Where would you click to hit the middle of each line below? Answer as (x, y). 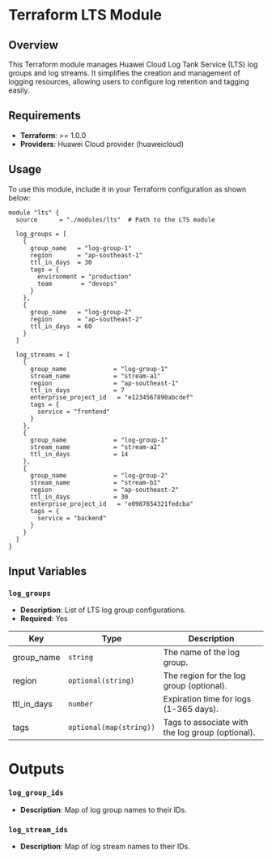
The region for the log (204, 676)
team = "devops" (77, 283)
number (81, 704)
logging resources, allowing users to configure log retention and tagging (129, 82)
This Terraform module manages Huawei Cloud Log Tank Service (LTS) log (133, 64)
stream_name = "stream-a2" (95, 447)
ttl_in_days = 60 (61, 326)
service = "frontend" (74, 412)
